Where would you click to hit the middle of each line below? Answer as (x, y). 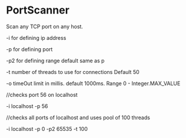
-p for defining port (29, 49)
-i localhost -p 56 (27, 106)
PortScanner (38, 10)
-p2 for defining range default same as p (55, 60)
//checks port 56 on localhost (42, 95)
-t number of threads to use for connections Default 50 (73, 72)
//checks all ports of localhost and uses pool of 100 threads (78, 117)
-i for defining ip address (36, 38)
